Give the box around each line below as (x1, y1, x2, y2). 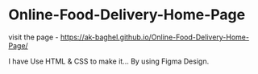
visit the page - (8, 32, 59, 42)
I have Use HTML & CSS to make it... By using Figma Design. (8, 56, 210, 66)
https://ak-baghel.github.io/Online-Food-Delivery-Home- (60, 32, 250, 42)
